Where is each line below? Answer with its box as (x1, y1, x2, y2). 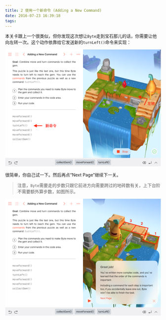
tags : (5, 18, 16, 23)
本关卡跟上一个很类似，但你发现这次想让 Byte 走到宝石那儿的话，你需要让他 (5, 33, 157, 39)
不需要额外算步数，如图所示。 (17, 188, 78, 195)
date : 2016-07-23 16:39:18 (5, 13, 61, 18)
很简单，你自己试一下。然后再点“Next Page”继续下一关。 (5, 172, 121, 178)
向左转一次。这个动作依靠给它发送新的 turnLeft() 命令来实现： (5, 40, 131, 46)
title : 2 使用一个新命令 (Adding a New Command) (5, 8, 102, 13)
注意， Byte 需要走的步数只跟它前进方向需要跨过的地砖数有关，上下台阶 (17, 183, 161, 188)
